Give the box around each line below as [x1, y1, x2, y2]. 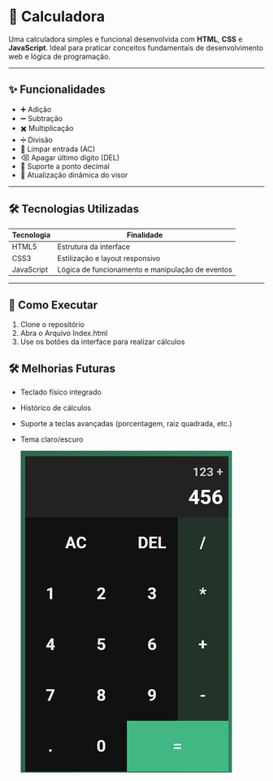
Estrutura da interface [57, 242, 130, 251]
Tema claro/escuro [19, 434, 84, 444]
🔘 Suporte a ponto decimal [19, 161, 110, 171]
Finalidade [127, 230, 163, 240]
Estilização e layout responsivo [57, 253, 161, 263]
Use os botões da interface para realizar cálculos [19, 337, 185, 347]
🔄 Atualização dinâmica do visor [19, 170, 128, 180]
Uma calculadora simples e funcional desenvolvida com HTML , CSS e [8, 34, 243, 44]
